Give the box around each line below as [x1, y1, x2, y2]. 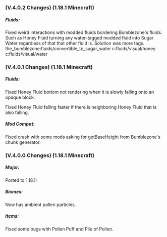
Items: [5, 213, 19, 219]
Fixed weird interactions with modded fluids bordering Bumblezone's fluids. [5, 29, 162, 35]
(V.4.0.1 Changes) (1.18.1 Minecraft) [5, 63, 93, 70]
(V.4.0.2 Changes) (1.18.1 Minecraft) [5, 4, 94, 11]
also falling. [5, 109, 29, 115]
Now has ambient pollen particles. [5, 202, 76, 208]
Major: [5, 164, 20, 171]
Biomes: [5, 189, 23, 195]
